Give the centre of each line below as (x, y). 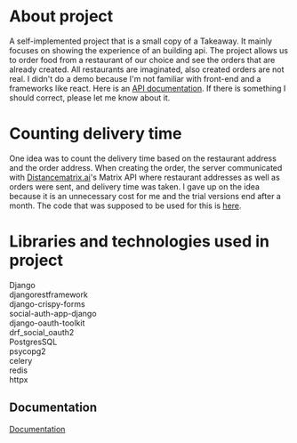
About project (61, 16)
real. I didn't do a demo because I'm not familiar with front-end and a (135, 78)
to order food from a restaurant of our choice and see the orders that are (142, 60)
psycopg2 (28, 351)
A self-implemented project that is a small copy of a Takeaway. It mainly (141, 41)
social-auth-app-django (53, 313)
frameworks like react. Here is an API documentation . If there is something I (148, 88)
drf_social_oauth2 (42, 332)
